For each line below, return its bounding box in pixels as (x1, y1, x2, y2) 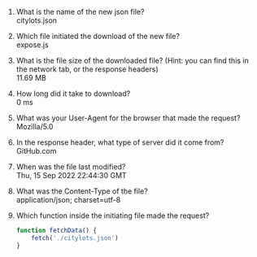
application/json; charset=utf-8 (15, 195, 121, 204)
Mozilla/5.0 (15, 122, 54, 131)
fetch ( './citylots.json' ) (31, 233, 120, 242)
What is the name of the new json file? (15, 7, 145, 16)
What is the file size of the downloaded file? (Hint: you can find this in (15, 56, 250, 65)
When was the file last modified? (15, 162, 126, 172)
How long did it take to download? (15, 89, 131, 98)
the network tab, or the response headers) (15, 64, 159, 74)
